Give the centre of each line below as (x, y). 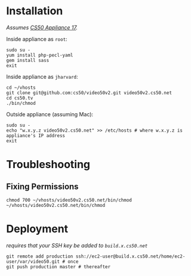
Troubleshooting (48, 165)
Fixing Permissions (42, 186)
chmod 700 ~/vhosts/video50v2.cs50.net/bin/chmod (69, 200)
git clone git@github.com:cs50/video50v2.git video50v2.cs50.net (89, 93)
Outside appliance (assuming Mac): (50, 114)
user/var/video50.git (33, 261)
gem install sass (28, 60)
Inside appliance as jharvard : (42, 76)
